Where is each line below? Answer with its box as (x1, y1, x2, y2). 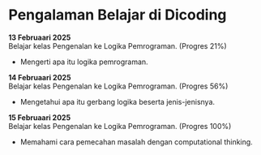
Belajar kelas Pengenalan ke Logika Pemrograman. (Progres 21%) (8, 41, 227, 50)
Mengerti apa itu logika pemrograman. (19, 57, 148, 67)
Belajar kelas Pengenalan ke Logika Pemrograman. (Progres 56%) (8, 81, 229, 91)
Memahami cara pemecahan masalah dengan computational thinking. (19, 136, 253, 147)
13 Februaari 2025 (8, 32, 71, 42)
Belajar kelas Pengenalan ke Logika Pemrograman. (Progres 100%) (8, 121, 232, 131)
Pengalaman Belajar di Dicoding (8, 6, 227, 24)
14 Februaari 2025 (8, 72, 71, 82)
